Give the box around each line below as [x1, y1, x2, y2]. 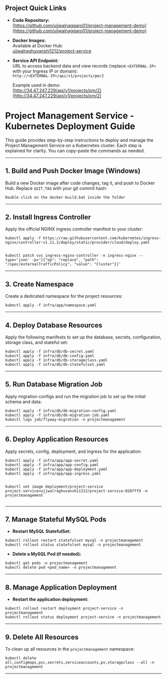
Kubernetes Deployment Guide [5, 121, 136, 132]
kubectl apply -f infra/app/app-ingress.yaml [5, 471, 101, 476]
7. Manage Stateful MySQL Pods [5, 515, 107, 524]
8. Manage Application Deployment [5, 583, 117, 592]
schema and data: [5, 399, 42, 405]
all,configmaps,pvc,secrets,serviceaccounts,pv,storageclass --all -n [5, 660, 155, 665]
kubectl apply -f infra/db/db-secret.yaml [5, 349, 94, 354]
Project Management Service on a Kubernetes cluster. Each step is [5, 142, 142, 148]
